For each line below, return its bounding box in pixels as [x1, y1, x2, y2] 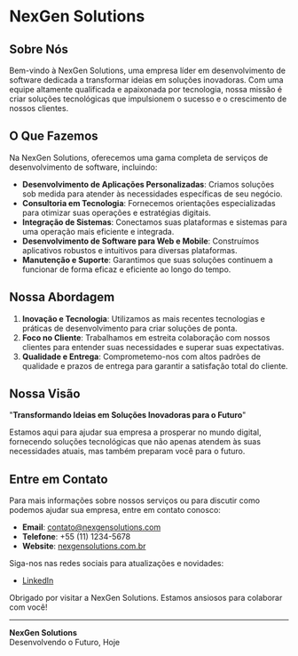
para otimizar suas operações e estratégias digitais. [21, 207, 211, 218]
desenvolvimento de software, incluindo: [9, 162, 158, 172]
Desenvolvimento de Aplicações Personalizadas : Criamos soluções [21, 179, 275, 189]
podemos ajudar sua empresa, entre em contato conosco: [9, 505, 222, 516]
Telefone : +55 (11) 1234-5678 [21, 532, 131, 542]
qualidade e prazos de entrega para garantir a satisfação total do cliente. [21, 360, 288, 371]
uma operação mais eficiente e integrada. [21, 226, 175, 236]
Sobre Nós [9, 42, 69, 57]
